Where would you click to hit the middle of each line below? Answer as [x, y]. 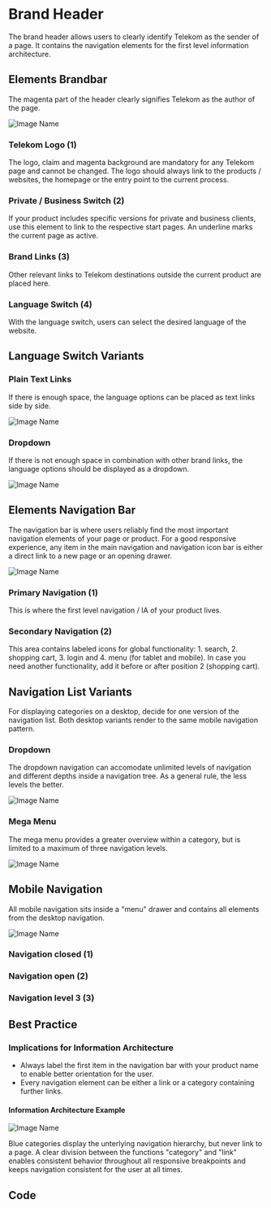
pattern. [22, 729]
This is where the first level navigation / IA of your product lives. [115, 610]
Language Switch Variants [76, 356]
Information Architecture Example [67, 1110]
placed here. [30, 283]
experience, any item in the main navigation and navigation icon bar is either [136, 547]
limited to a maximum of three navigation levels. [88, 848]
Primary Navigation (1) [54, 592]
